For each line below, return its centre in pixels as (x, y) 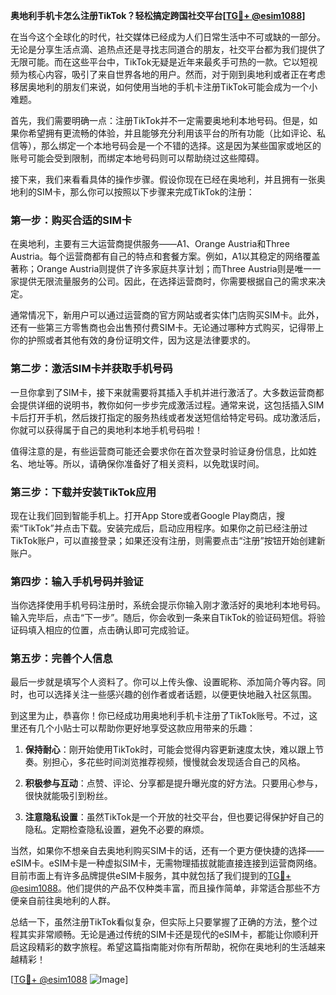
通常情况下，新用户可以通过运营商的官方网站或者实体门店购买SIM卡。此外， (167, 315)
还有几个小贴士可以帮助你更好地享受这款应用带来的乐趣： (137, 728)
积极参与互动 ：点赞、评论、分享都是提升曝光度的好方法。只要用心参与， (173, 783)
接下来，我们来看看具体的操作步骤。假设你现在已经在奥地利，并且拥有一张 (163, 179)
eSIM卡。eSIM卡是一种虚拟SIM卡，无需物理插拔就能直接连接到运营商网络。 (166, 863)
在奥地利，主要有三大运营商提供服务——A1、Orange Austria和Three (150, 244)
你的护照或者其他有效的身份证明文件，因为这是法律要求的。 (133, 340)
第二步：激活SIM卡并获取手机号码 (91, 369)
